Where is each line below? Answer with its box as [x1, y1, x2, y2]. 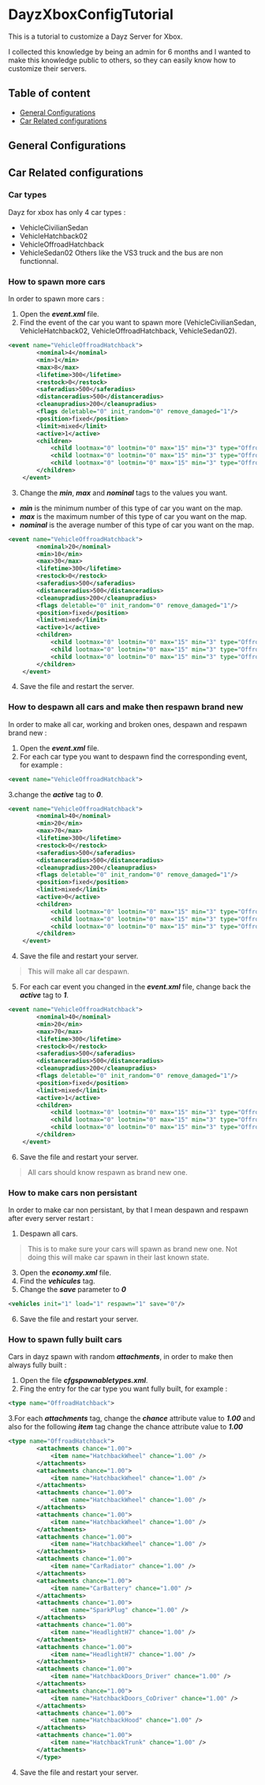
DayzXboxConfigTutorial [8, 6, 174, 24]
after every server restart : [8, 1214, 94, 1223]
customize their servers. [8, 63, 87, 73]
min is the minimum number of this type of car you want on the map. [19, 503, 243, 513]
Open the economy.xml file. [19, 1268, 112, 1278]
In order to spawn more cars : [8, 294, 105, 303]
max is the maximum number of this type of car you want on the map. [19, 511, 247, 521]
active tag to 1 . [19, 990, 69, 1000]
